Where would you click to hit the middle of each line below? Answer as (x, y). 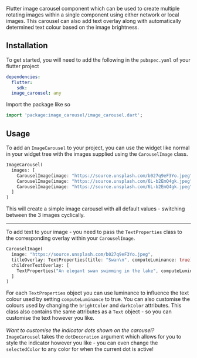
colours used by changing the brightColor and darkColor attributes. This (94, 306)
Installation (27, 46)
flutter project (23, 66)
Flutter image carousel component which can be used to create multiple (93, 9)
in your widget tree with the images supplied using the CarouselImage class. (97, 154)
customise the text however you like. (50, 318)
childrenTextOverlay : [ (40, 265)
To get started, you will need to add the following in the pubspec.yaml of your (98, 60)
